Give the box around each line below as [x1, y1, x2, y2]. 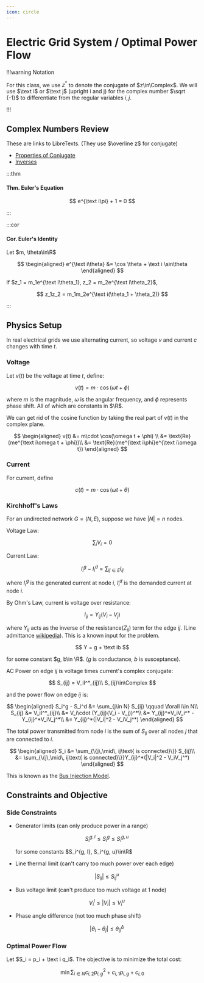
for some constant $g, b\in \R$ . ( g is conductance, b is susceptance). [6, 655, 181, 663]
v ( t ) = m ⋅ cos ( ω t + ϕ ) [75, 384, 130, 391]
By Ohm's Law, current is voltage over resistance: [6, 599, 131, 606]
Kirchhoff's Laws [6, 501, 58, 510]
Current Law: [6, 552, 40, 559]
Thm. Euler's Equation [6, 184, 64, 191]
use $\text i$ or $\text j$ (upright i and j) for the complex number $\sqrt [6, 88, 186, 95]
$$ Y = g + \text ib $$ [75, 644, 130, 651]
